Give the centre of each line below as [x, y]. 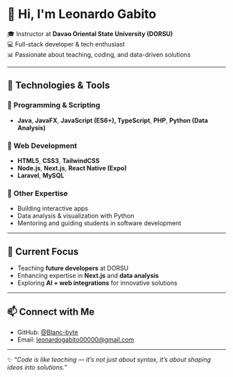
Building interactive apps [53, 209]
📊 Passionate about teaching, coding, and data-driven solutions [99, 54]
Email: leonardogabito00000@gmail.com [76, 340]
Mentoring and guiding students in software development [99, 223]
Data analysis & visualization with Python [76, 216]
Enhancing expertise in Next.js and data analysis [88, 276]
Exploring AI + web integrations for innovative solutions [97, 283]
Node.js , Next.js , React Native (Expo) [72, 168]
